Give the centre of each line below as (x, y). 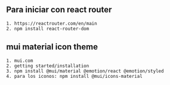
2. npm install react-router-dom (48, 29)
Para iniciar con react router (59, 10)
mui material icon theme (52, 47)
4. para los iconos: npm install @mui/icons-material (75, 76)
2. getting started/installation (48, 66)
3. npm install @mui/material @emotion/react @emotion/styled (85, 71)
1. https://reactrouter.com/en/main (52, 23)
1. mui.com (20, 61)
